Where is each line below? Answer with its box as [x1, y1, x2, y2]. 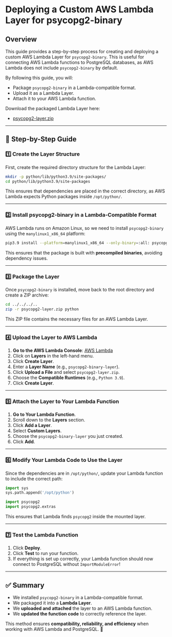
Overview [5, 35, 37, 44]
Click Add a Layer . [12, 422, 52, 429]
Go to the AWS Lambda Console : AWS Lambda [12, 347, 113, 353]
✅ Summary [5, 581, 45, 589]
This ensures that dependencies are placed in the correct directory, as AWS [5, 188, 165, 194]
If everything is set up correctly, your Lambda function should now [12, 556, 154, 562]
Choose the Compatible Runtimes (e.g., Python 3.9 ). [12, 374, 125, 380]
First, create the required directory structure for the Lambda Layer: [5, 164, 146, 170]
